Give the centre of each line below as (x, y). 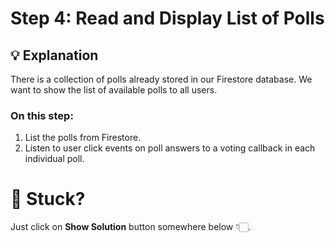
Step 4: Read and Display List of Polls (167, 18)
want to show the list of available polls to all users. (114, 90)
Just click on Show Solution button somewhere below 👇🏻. (131, 227)
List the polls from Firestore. (83, 138)
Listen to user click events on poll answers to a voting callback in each (170, 148)
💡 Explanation (54, 55)
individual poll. (54, 159)
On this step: (42, 115)
